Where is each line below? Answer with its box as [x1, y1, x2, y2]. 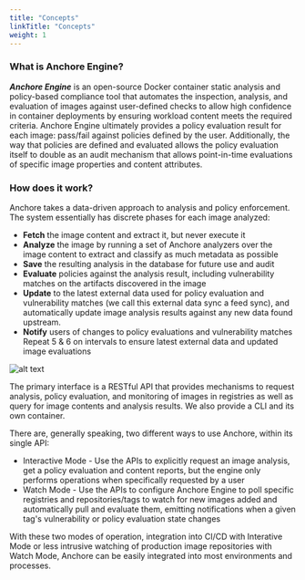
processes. [9, 560, 52, 571]
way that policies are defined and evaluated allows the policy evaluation [9, 139, 280, 150]
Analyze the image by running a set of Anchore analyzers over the [22, 239, 273, 250]
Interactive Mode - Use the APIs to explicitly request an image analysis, [22, 455, 290, 466]
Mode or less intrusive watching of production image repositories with [9, 540, 272, 552]
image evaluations [22, 346, 92, 357]
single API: [9, 437, 50, 448]
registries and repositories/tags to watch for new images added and [22, 493, 278, 504]
